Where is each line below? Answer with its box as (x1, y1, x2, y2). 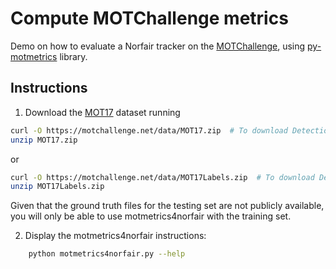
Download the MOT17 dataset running (24, 106, 181, 118)
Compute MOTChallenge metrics (10, 7, 289, 30)
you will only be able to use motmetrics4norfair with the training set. (10, 210, 292, 222)
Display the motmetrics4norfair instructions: (24, 230, 207, 242)
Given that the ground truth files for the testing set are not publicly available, (10, 200, 325, 212)
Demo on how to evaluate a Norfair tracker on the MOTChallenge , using (10, 40, 306, 52)
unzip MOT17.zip (10, 135, 78, 145)
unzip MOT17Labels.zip (10, 182, 105, 192)
